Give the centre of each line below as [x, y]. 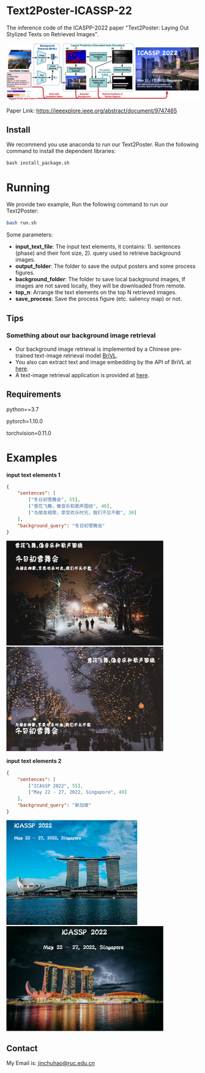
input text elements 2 [34, 761]
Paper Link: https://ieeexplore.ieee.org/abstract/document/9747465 [92, 111]
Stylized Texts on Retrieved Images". [53, 34]
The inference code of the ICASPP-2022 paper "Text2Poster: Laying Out [98, 28]
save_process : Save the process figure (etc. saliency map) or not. [99, 299]
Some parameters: [30, 235]
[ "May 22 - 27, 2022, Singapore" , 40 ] [78, 792]
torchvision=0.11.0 [29, 433]
